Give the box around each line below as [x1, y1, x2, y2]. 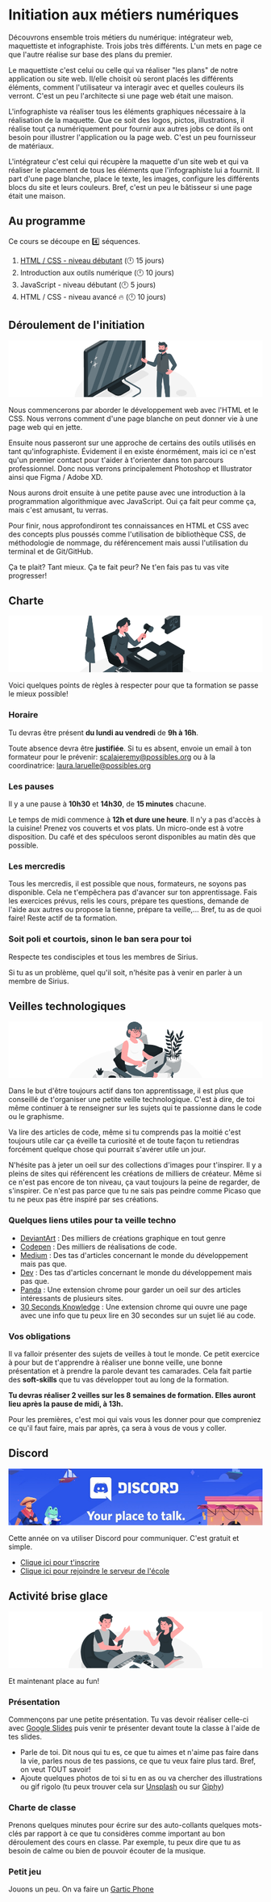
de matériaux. [8, 141, 55, 150]
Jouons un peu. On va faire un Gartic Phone [8, 1884, 155, 1894]
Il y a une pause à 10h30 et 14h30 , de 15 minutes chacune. [8, 798, 207, 809]
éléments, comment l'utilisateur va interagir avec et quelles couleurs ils [8, 82, 244, 92]
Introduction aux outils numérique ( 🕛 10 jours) [19, 267, 175, 277]
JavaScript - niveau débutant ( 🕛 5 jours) [19, 280, 156, 289]
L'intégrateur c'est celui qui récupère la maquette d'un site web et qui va [8, 156, 248, 166]
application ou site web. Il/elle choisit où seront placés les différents [8, 74, 234, 83]
